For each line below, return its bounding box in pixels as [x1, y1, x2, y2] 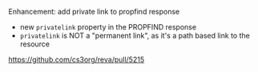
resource [19, 39, 50, 49]
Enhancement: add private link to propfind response [8, 7, 180, 16]
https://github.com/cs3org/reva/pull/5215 [8, 55, 145, 64]
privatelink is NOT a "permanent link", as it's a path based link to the [19, 31, 250, 40]
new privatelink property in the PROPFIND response [19, 22, 197, 31]
